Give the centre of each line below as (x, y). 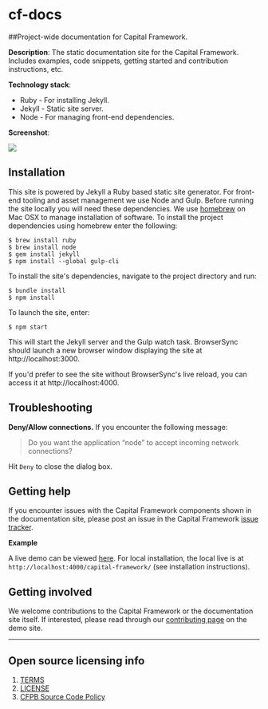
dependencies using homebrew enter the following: (93, 226)
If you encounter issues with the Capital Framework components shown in (130, 510)
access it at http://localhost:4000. (64, 382)
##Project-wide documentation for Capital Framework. (98, 37)
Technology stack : (40, 85)
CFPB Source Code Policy (63, 697)
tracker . (21, 527)
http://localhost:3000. (44, 358)
